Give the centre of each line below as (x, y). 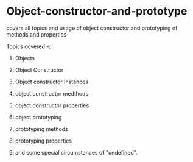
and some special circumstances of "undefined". (76, 152)
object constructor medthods (52, 93)
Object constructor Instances (52, 82)
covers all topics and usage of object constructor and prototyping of (92, 28)
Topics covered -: (28, 46)
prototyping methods (41, 129)
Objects (25, 58)
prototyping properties (43, 141)
